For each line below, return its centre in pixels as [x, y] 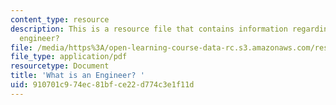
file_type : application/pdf [69, 57]
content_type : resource [60, 19]
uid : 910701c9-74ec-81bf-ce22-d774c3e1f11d [102, 85]
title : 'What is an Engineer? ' [77, 76]
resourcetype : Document [60, 66]
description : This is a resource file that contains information [149, 29]
